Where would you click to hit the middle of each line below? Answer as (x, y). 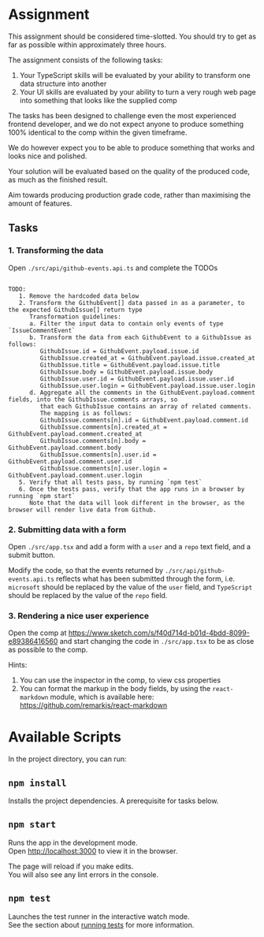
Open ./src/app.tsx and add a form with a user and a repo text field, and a (129, 546)
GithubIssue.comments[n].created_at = (104, 427)
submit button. (32, 555)
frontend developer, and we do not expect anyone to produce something (126, 124)
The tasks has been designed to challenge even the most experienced (122, 115)
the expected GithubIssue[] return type (76, 310)
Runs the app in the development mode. (73, 842)
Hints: (18, 665)
